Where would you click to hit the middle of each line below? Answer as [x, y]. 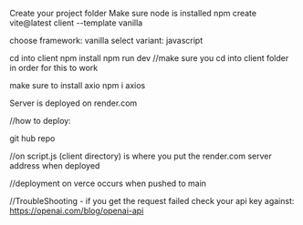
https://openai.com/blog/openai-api [77, 210]
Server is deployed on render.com [73, 103]
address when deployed [55, 166]
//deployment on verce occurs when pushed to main [108, 183]
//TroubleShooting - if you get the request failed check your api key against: [152, 201]
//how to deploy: [40, 121]
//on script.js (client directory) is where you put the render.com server [141, 156]
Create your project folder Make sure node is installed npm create [133, 13]
